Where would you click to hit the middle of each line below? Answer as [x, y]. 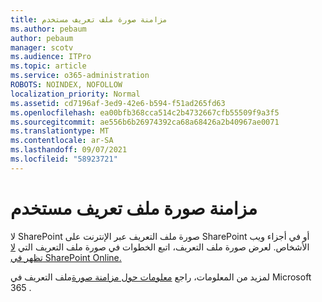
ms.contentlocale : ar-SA [62, 141]
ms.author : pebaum [48, 29]
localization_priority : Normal [75, 94]
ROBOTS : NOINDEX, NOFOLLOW [66, 85]
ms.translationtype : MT [60, 131]
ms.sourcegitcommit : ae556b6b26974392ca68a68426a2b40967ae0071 [145, 122]
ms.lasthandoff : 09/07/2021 [69, 150]
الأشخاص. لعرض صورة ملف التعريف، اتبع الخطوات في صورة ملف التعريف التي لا [160, 247]
